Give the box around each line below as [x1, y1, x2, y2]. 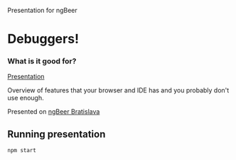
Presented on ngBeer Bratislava [7, 107, 100, 116]
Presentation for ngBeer [7, 6, 78, 14]
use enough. [7, 94, 44, 102]
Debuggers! [7, 31, 80, 47]
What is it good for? [7, 56, 77, 66]
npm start [7, 147, 37, 154]
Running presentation [7, 128, 106, 140]
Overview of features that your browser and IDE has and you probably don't [7, 86, 230, 95]
